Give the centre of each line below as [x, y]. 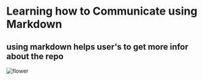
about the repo [35, 56]
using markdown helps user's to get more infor [97, 47]
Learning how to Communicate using [102, 11]
